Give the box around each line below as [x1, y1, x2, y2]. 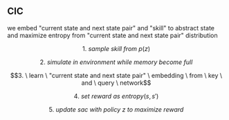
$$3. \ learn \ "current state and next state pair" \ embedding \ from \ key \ [10, 71, 223, 79]
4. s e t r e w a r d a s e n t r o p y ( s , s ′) [73, 92, 159, 100]
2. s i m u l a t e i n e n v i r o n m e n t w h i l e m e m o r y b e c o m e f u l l [39, 58, 193, 66]
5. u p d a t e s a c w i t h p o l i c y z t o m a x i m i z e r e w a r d [48, 105, 184, 113]
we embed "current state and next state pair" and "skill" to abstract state [7, 23, 215, 32]
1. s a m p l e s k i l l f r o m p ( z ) [82, 44, 151, 52]
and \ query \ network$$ [81, 79, 152, 87]
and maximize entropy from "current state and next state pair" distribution [7, 31, 218, 39]
